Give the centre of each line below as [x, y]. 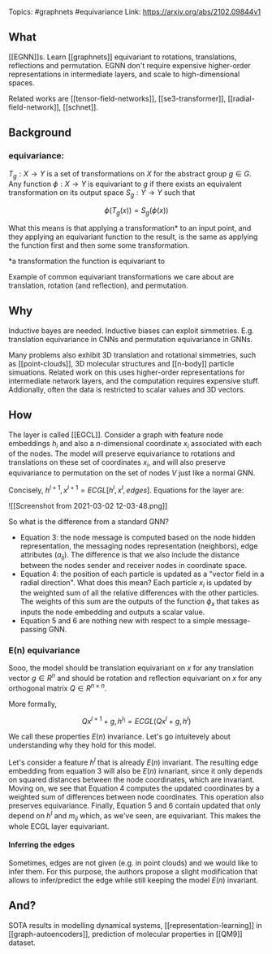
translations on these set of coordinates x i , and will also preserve [117, 464]
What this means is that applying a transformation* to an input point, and [130, 228]
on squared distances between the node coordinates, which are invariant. [132, 780]
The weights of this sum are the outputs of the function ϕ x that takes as [140, 603]
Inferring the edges [42, 845]
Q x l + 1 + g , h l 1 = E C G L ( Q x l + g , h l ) [136, 720]
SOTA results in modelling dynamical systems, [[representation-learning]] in [135, 925]
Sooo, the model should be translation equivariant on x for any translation [131, 668]
